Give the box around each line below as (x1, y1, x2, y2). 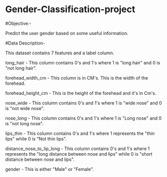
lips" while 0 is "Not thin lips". (5, 135, 67, 141)
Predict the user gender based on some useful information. (5, 30, 129, 36)
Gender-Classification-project (5, 4, 136, 15)
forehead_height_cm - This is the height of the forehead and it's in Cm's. (5, 90, 157, 96)
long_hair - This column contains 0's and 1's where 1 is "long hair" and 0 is (5, 59, 160, 65)
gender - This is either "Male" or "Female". (5, 166, 94, 172)
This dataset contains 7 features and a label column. (5, 50, 114, 56)
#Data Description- (5, 40, 46, 46)
